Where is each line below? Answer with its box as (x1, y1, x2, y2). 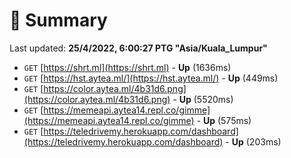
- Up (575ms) (196, 114, 252, 126)
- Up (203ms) (225, 135, 282, 148)
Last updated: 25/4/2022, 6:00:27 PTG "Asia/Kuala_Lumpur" (9, 42, 268, 54)
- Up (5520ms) (172, 93, 234, 105)
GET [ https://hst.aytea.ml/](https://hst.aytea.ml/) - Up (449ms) (23, 72, 279, 84)
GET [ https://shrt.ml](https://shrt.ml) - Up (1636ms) (23, 61, 232, 73)
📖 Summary (9, 9, 108, 32)
